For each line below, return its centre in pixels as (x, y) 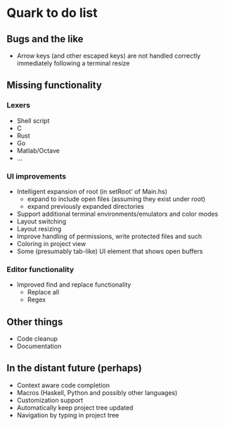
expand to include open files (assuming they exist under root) (116, 199)
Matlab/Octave (38, 150)
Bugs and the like (45, 39)
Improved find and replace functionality (74, 285)
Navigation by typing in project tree (68, 415)
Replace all (43, 292)
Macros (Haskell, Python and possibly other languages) (97, 392)
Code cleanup (37, 339)
